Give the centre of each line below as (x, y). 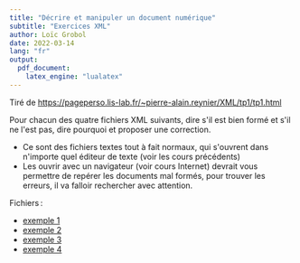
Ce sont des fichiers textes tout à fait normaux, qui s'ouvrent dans (145, 146)
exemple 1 (41, 220)
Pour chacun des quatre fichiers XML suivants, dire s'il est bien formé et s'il (150, 119)
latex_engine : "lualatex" (75, 77)
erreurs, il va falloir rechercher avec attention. (108, 185)
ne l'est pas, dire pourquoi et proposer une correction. (110, 129)
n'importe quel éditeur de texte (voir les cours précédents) (131, 156)
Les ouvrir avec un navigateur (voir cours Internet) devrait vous (140, 166)
